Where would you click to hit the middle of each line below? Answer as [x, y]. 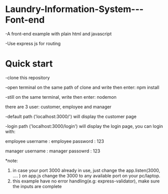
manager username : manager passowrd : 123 [53, 151]
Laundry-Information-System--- [74, 9]
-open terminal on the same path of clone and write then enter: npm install [82, 87]
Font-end [25, 20]
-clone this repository [28, 77]
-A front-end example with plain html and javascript [59, 34]
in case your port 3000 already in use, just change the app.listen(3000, [86, 170]
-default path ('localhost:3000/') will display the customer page [71, 116]
